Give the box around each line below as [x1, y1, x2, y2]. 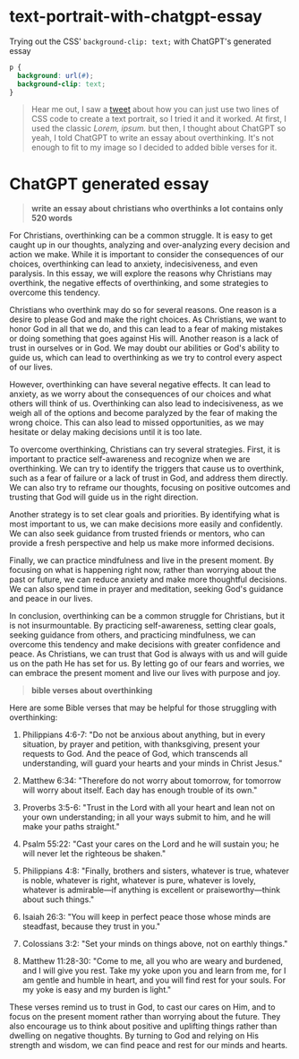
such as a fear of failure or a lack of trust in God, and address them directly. [9, 473, 288, 483]
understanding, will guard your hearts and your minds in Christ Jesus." [21, 758, 283, 768]
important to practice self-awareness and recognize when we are [9, 454, 251, 464]
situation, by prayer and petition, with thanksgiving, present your [21, 739, 261, 750]
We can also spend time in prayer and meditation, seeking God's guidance [9, 584, 284, 595]
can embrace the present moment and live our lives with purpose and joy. [9, 668, 281, 679]
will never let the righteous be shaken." [21, 848, 167, 859]
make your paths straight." [21, 821, 120, 832]
